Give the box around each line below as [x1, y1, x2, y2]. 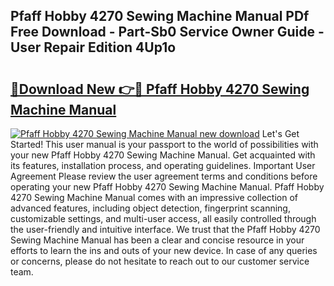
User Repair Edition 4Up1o [10, 39, 177, 56]
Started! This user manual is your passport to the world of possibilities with [10, 139, 319, 150]
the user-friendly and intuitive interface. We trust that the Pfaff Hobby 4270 [10, 224, 321, 235]
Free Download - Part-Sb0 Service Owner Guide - [10, 24, 325, 41]
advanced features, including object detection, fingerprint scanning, [10, 202, 291, 214]
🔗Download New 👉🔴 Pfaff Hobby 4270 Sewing [10, 80, 310, 98]
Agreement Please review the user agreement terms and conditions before [10, 170, 318, 182]
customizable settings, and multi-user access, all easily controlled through [10, 213, 317, 224]
